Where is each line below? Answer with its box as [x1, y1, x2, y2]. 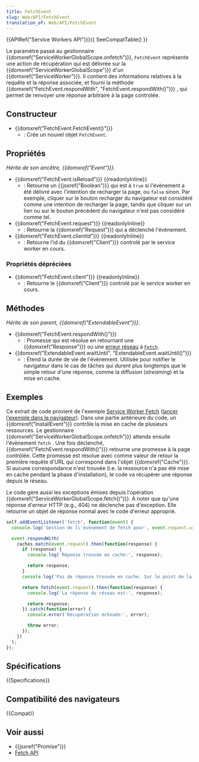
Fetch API [14, 749, 38, 756]
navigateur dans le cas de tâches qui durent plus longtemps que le [23, 362, 187, 369]
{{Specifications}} [6, 677, 50, 684]
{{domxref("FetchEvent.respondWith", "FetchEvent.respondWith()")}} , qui [6, 86, 188, 93]
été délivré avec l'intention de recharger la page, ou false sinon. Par [23, 188, 191, 195]
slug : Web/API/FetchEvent [6, 14, 70, 20]
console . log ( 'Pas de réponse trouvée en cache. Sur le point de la [21, 574, 192, 580]
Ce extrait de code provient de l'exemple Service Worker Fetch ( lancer [6, 408, 178, 415]
